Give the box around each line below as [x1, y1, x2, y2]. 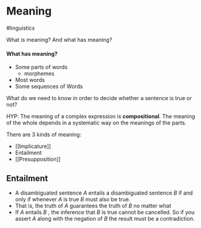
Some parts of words [15, 64, 68, 71]
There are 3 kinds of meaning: [6, 131, 82, 138]
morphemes [24, 70, 54, 77]
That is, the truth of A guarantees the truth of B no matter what [15, 202, 171, 209]
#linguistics [6, 24, 35, 32]
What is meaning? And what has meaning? [6, 36, 113, 43]
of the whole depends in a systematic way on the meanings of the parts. [6, 119, 186, 127]
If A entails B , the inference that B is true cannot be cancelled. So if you [15, 208, 195, 216]
